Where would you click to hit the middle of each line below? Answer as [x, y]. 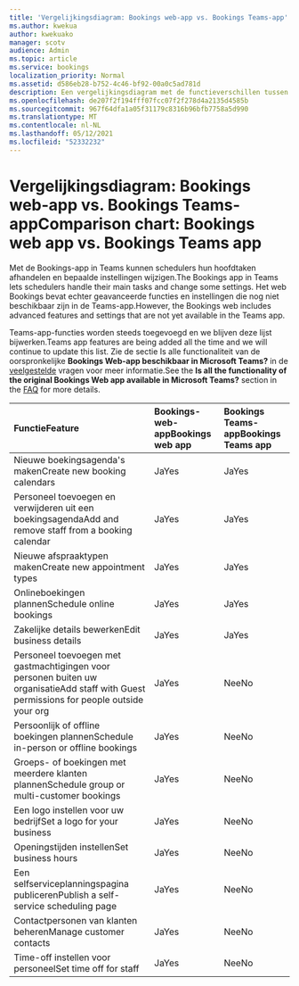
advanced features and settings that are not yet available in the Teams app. [147, 315]
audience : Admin [39, 51]
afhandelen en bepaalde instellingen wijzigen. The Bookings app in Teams [144, 277]
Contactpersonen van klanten [76, 920]
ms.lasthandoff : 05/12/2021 [61, 134]
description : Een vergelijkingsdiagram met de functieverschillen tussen [149, 92]
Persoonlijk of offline [57, 725]
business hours [46, 858]
